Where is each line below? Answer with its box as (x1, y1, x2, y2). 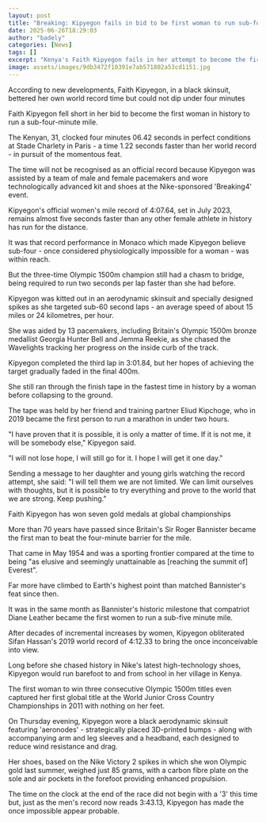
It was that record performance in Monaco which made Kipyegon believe (8, 237, 246, 247)
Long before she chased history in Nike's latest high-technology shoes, (8, 660, 241, 670)
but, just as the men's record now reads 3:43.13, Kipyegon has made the (8, 798, 244, 807)
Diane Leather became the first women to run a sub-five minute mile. (8, 612, 234, 622)
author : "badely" (8, 33, 66, 42)
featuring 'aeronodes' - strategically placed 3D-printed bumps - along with (8, 725, 253, 734)
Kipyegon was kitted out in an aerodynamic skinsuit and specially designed (8, 293, 253, 303)
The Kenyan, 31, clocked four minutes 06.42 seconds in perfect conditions (8, 132, 251, 142)
